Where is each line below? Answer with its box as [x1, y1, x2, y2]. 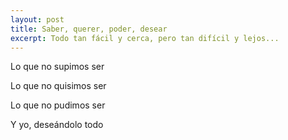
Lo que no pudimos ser [10, 99, 106, 111]
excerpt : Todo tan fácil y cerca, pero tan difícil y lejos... [10, 33, 280, 43]
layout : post [10, 14, 65, 25]
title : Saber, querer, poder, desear [10, 24, 168, 34]
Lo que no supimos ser [10, 61, 105, 73]
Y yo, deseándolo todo [10, 119, 104, 131]
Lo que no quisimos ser [10, 80, 107, 92]
